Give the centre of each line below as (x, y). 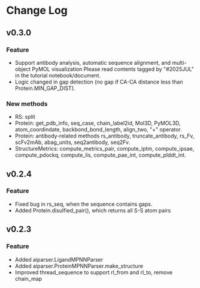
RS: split (25, 117)
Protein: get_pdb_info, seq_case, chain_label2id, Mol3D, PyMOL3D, (98, 123)
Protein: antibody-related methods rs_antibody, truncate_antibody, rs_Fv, (104, 136)
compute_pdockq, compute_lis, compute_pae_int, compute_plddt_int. (101, 155)
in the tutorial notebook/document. (57, 75)
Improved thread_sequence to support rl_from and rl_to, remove (93, 272)
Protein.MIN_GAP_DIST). (45, 88)
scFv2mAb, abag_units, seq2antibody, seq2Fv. (72, 142)
